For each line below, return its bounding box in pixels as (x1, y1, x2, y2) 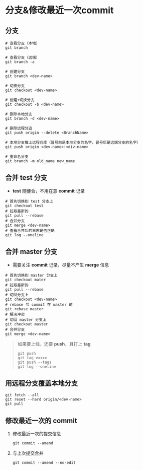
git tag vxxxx (17, 355, 47, 360)
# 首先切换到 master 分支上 (5, 273, 58, 278)
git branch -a (5, 59, 35, 64)
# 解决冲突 (5, 312, 25, 317)
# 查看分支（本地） (5, 41, 40, 46)
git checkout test (5, 203, 44, 208)
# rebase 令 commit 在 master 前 (5, 302, 73, 307)
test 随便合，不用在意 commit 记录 (12, 187, 85, 194)
